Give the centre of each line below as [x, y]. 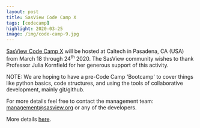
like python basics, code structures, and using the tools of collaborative [95, 83]
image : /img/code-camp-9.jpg [43, 34]
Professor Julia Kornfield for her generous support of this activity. [87, 65]
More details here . [29, 119]
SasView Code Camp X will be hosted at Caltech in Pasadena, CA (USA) [95, 51]
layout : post [23, 12]
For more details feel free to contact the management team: [80, 101]
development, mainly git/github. [46, 89]
